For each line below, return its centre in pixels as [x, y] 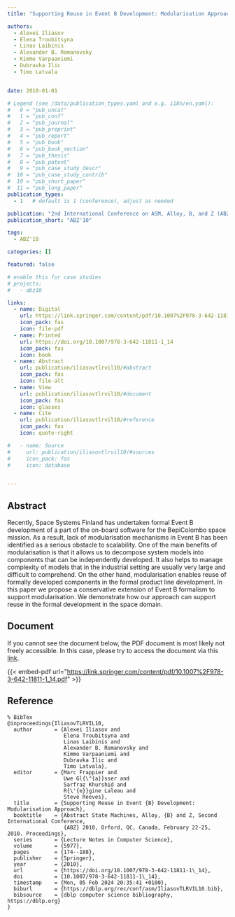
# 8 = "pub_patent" [39, 162]
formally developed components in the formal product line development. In [115, 582]
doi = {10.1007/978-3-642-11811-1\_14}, [87, 876]
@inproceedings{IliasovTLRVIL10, [56, 723]
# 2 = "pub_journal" [40, 123]
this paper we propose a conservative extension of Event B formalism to [111, 589]
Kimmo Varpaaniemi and [97, 754]
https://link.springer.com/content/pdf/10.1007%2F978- [145, 671]
